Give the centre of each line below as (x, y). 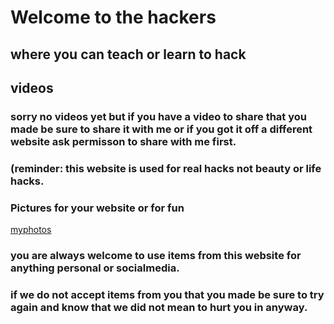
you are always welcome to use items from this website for (156, 256)
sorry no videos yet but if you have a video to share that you (158, 116)
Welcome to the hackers (113, 17)
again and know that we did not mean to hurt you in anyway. (159, 307)
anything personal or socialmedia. (95, 268)
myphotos (31, 230)
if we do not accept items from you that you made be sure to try (167, 294)
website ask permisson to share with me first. (123, 141)
